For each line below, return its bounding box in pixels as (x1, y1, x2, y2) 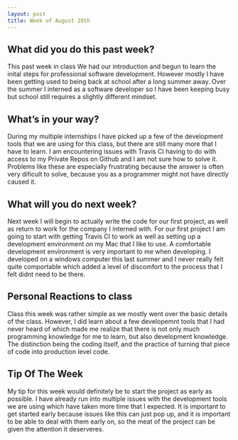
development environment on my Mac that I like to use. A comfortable (7, 239, 212, 248)
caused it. (7, 177, 37, 186)
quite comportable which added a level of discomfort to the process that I (7, 262, 222, 271)
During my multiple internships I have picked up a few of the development (7, 132, 224, 141)
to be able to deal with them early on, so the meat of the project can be (7, 417, 215, 426)
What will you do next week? (7, 198, 137, 210)
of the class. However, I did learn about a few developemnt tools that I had (7, 317, 225, 325)
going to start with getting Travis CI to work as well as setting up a (7, 232, 201, 241)
